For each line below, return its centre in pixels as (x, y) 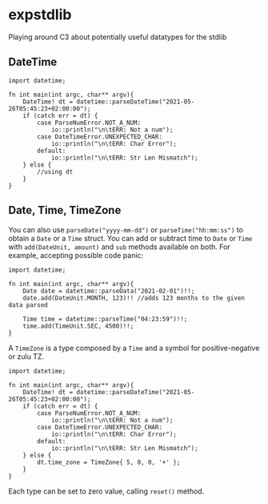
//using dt (55, 171)
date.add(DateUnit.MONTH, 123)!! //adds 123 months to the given (134, 298)
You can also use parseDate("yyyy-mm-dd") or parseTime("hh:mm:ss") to (126, 229)
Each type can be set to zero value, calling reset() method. (106, 491)
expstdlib (40, 15)
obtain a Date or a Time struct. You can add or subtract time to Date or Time (130, 238)
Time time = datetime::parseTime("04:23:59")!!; (105, 319)
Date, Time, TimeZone (65, 210)
